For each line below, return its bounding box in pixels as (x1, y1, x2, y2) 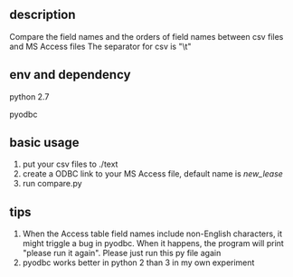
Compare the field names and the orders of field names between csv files (9, 31, 284, 42)
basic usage (9, 135, 80, 150)
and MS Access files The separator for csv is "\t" (9, 41, 192, 52)
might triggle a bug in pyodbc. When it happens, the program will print (22, 238, 285, 249)
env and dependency (9, 67, 131, 82)
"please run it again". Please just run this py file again (22, 248, 222, 259)
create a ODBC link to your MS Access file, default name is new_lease (22, 168, 283, 179)
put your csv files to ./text (22, 158, 118, 170)
